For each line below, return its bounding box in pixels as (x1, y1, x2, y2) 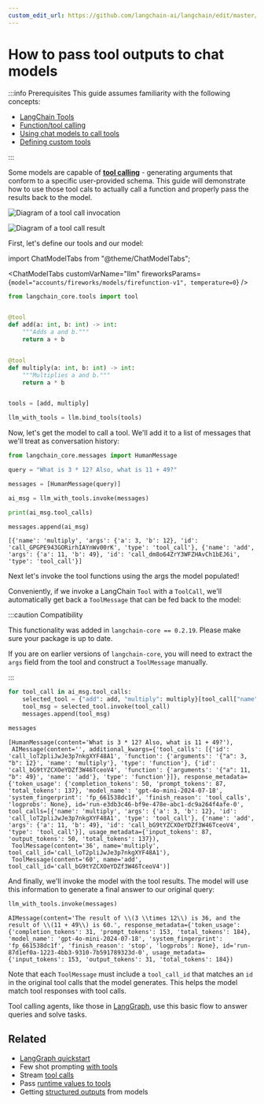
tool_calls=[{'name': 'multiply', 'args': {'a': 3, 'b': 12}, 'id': (8, 807, 237, 815)
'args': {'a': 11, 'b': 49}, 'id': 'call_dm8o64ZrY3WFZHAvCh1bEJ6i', (8, 550, 241, 559)
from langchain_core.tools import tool (8, 292, 139, 300)
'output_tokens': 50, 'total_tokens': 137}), (8, 835, 159, 843)
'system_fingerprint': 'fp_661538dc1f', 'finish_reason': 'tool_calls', (8, 793, 251, 802)
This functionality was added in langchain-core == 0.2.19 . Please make (8, 625, 241, 635)
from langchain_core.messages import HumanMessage (8, 452, 178, 460)
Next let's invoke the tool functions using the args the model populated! (8, 572, 240, 581)
